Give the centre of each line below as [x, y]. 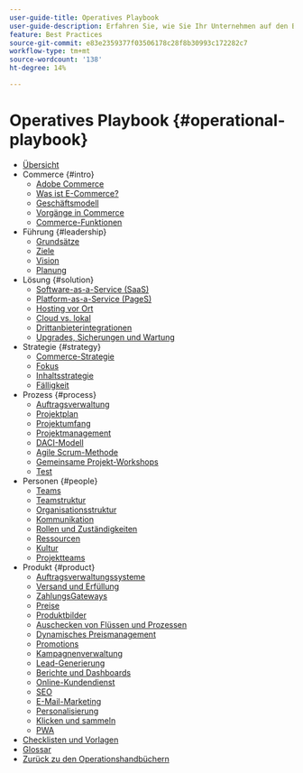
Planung [51, 270]
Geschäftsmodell [67, 203]
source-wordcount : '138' [56, 60]
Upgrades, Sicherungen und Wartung [106, 337]
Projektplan [57, 414]
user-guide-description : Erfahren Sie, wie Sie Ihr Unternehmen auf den [149, 26]
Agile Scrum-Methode [77, 452]
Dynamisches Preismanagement [96, 634]
